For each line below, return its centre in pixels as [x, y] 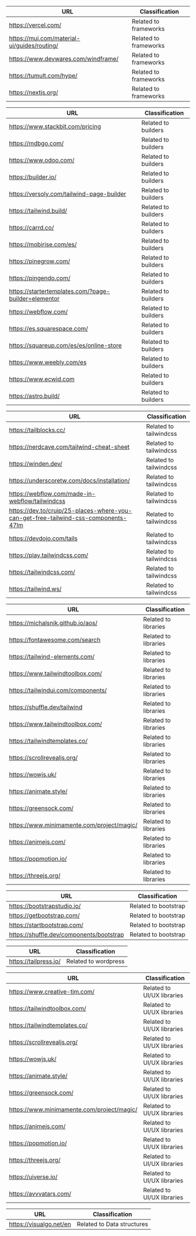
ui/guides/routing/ [34, 45]
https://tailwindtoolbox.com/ [48, 1008]
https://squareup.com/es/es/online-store [66, 345]
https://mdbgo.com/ [36, 143]
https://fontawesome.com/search [55, 640]
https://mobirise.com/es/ [43, 244]
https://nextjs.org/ [34, 92]
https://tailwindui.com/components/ [58, 690]
